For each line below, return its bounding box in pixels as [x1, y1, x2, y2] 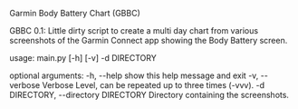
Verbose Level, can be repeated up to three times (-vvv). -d [42, 80, 265, 90]
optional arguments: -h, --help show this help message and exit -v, [9, 70, 259, 81]
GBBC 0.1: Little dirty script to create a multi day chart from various [9, 25, 259, 35]
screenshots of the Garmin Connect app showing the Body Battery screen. [9, 35, 288, 45]
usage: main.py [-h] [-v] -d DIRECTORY [9, 53, 157, 63]
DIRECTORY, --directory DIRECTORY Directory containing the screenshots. [9, 90, 290, 100]
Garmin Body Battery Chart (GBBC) [9, 8, 140, 18]
